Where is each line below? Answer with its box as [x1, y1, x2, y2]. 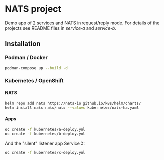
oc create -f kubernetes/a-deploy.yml [5, 127, 85, 132]
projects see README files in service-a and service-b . [5, 25, 117, 31]
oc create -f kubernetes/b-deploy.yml [5, 131, 85, 137]
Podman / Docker [5, 54, 48, 61]
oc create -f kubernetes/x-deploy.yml [5, 150, 85, 155]
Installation [5, 40, 41, 48]
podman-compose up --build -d [5, 65, 68, 70]
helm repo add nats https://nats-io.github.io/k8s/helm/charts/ [5, 101, 141, 106]
